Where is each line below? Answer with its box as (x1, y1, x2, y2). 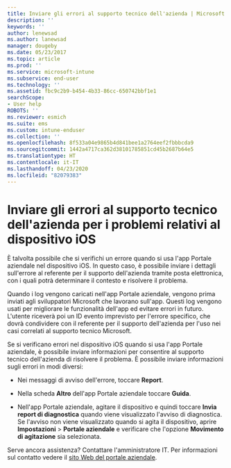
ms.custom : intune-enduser (7, 127, 85, 134)
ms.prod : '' (7, 62, 42, 69)
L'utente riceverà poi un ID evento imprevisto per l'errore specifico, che (7, 312, 211, 321)
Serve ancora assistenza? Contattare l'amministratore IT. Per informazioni (7, 446, 218, 454)
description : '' (7, 17, 54, 24)
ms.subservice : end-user (7, 74, 79, 82)
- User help (7, 101, 42, 108)
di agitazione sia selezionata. (17, 433, 102, 441)
